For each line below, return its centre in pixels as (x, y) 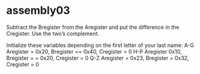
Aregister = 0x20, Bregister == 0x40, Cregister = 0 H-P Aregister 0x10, (94, 51)
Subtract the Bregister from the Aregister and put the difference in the (93, 27)
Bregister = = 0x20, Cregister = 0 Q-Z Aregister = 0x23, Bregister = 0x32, (98, 58)
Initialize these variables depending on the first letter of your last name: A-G (100, 45)
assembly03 (38, 11)
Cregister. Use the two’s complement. (53, 33)
